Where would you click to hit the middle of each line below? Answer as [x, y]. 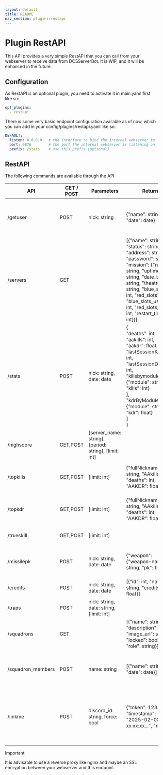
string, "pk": [140, 568]
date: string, [102, 608]
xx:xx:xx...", [139, 726]
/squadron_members [31, 669]
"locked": [137, 640]
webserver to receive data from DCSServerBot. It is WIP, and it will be [75, 61]
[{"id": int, [137, 582]
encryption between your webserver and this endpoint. [60, 768]
